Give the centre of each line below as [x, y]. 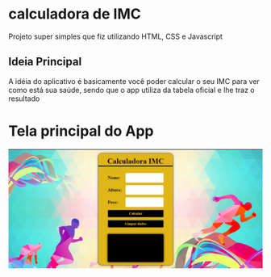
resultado [24, 99]
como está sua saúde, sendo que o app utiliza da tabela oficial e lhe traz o [132, 90]
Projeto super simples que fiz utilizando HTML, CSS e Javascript [116, 36]
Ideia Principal [45, 62]
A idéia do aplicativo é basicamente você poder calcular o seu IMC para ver [134, 81]
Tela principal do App [81, 131]
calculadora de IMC [75, 14]
